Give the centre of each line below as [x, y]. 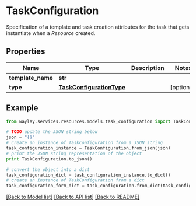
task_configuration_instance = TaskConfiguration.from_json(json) [88, 148]
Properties [26, 52]
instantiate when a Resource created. [51, 33]
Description [148, 68]
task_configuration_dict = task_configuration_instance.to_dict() [88, 175]
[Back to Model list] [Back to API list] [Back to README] [73, 197]
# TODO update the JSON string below [52, 132]
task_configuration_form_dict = [45, 186]
